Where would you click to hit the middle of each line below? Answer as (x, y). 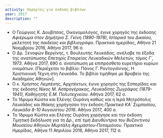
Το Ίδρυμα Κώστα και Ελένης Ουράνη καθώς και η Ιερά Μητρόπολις (82, 100)
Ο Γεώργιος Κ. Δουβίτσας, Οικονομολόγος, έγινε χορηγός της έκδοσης (84, 33)
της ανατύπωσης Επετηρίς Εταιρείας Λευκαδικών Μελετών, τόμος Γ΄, (83, 58)
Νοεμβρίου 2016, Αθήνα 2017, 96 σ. (48, 48)
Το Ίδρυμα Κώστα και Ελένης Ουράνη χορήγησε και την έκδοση (77, 115)
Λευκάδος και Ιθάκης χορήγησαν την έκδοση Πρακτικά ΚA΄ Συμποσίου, (84, 104)
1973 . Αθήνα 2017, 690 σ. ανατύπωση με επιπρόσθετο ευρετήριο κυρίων (85, 63)
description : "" (21, 18)
